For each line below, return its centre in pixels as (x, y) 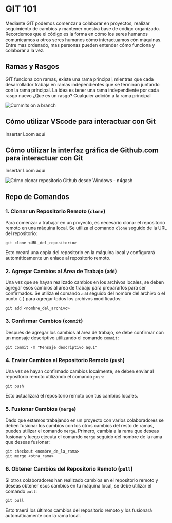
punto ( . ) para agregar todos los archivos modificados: (63, 299)
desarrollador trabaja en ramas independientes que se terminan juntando (83, 84)
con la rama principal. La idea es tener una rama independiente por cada (82, 90)
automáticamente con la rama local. (43, 515)
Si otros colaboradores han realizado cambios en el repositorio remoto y (82, 480)
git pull (15, 500)
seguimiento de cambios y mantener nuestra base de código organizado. (83, 28)
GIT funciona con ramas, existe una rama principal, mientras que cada (80, 79)
